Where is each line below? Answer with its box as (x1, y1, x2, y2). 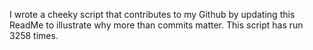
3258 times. (9, 30, 59, 41)
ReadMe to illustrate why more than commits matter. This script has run (9, 19, 304, 31)
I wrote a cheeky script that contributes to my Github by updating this (9, 9, 296, 20)
